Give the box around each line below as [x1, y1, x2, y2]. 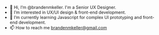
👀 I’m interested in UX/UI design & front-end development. [9, 9, 126, 15]
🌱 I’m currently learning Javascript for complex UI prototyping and [9, 15, 142, 20]
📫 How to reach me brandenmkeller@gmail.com [9, 25, 108, 30]
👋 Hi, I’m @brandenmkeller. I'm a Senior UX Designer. [9, 5, 116, 10]
